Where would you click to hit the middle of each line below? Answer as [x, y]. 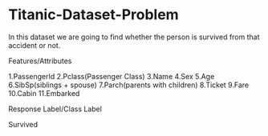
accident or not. [35, 45]
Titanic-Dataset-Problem [93, 15]
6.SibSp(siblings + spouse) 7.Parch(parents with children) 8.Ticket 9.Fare [129, 85]
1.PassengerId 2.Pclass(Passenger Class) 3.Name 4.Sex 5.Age [112, 76]
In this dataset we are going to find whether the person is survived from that [134, 37]
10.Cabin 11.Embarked [44, 93]
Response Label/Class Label [55, 109]
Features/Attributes [40, 61]
